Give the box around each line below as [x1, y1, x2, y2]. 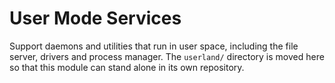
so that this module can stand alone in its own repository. [9, 61, 245, 73]
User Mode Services [9, 7, 182, 30]
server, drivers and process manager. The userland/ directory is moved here [9, 50, 325, 62]
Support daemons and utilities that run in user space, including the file [9, 40, 299, 52]
